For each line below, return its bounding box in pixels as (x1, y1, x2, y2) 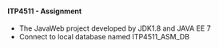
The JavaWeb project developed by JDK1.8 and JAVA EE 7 (18, 24, 211, 33)
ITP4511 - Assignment (7, 6, 82, 16)
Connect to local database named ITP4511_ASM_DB (18, 32, 189, 42)
